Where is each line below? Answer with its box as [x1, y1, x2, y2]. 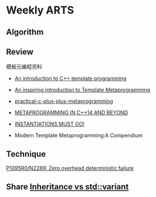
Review [6, 46, 34, 56]
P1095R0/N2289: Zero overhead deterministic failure [6, 165, 134, 172]
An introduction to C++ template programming [14, 75, 127, 82]
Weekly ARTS [6, 4, 74, 17]
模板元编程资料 [6, 63, 42, 71]
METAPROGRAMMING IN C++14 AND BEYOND [14, 109, 128, 116]
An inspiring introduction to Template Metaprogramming [14, 86, 151, 94]
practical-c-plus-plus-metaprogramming [14, 98, 113, 105]
